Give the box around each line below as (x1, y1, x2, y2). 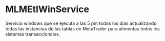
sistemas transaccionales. (5, 31, 60, 37)
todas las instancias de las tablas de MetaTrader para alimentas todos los (5, 25, 160, 31)
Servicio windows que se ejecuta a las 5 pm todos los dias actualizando (5, 20, 157, 26)
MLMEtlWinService (5, 4, 90, 15)
